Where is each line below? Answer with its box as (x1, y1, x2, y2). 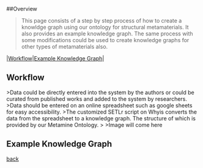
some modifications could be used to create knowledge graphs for (21, 37, 190, 43)
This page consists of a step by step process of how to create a (21, 17, 182, 24)
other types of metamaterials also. (21, 43, 108, 50)
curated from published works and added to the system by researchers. (6, 95, 188, 103)
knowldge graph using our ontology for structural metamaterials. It (21, 24, 189, 31)
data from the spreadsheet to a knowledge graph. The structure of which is (6, 114, 196, 122)
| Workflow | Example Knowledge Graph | (6, 55, 105, 62)
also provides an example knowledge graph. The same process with (21, 30, 194, 37)
